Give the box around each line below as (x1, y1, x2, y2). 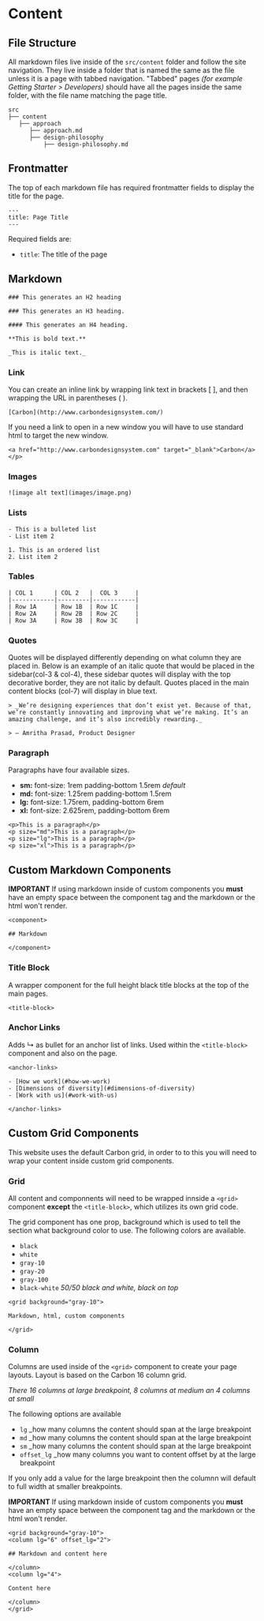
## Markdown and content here (8, 1550, 108, 1558)
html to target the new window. (8, 430, 109, 440)
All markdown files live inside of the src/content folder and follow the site (8, 57, 247, 66)
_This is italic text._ (8, 348, 87, 356)
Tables (8, 571, 35, 582)
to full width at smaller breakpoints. (8, 1482, 123, 1492)
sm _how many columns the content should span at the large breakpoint (19, 1442, 252, 1451)
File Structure (8, 36, 76, 50)
